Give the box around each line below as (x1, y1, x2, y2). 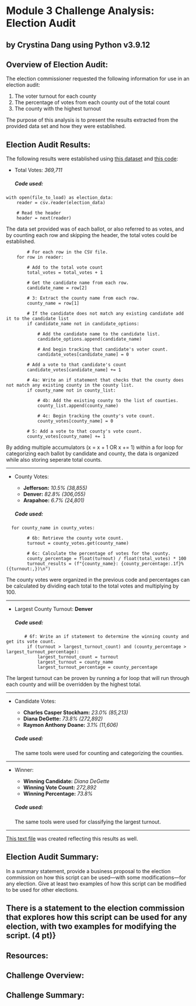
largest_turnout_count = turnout (37, 654, 118, 660)
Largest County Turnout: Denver (14, 606, 93, 613)
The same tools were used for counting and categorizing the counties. (14, 750, 184, 757)
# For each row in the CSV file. (27, 249, 108, 255)
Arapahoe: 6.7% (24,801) (23, 497, 85, 504)
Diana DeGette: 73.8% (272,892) (23, 715, 103, 722)
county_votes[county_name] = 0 (37, 418, 114, 424)
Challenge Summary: (6, 990, 85, 1000)
